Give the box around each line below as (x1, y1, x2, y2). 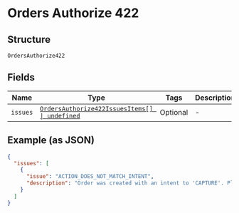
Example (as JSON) (7, 134, 95, 147)
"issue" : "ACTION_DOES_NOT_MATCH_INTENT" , (26, 173, 154, 180)
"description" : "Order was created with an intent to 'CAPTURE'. (26, 180, 224, 187)
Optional (159, 107, 188, 117)
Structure (7, 33, 51, 46)
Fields (7, 71, 36, 83)
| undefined (40, 112, 80, 120)
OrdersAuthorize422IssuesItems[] (40, 105, 153, 113)
